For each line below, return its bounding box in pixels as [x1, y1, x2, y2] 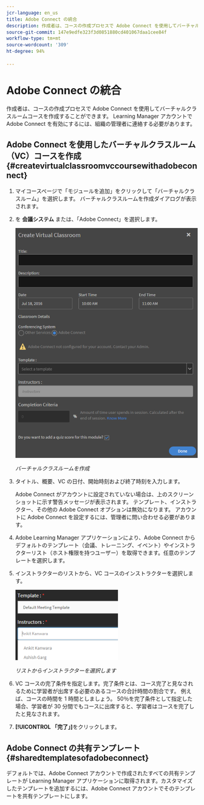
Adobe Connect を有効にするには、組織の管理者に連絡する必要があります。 [6, 120, 195, 127]
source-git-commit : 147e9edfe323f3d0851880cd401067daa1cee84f [6, 29, 167, 35]
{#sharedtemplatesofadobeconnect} [6, 753, 149, 763]
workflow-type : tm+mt [6, 35, 61, 42]
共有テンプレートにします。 [22, 792, 91, 800]
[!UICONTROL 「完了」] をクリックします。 [15, 724, 120, 731]
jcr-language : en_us [6, 10, 59, 16]
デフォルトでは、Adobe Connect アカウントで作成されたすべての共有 [6, 770, 180, 777]
